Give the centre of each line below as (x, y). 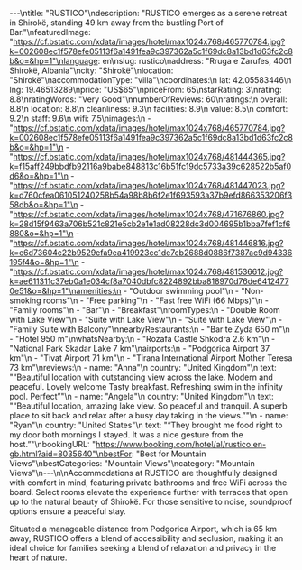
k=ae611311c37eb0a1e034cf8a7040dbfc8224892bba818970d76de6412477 (150, 281)
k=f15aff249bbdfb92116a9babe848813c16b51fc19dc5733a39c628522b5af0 (151, 166)
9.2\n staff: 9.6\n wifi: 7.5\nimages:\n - (80, 118)
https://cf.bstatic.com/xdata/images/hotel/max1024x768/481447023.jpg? (149, 185)
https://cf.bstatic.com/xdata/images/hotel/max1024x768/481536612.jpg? (148, 271)
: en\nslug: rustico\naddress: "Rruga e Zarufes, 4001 (195, 61)
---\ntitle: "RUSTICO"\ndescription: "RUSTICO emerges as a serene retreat (148, 13)
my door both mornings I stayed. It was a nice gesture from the (126, 435)
